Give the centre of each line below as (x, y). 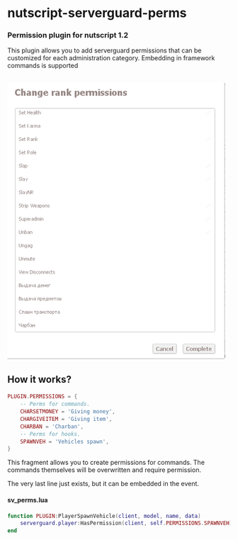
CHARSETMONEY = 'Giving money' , (68, 412)
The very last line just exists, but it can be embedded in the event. (103, 484)
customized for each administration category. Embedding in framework (111, 58)
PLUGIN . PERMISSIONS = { (42, 397)
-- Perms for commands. (55, 404)
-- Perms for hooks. (50, 434)
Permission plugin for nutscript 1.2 (68, 35)
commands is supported (43, 66)
